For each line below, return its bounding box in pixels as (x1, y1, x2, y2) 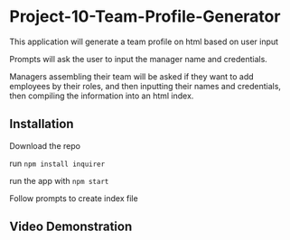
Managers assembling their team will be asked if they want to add (9, 70, 255, 82)
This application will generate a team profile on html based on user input (9, 36, 278, 47)
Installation (9, 116, 74, 132)
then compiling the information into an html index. (9, 90, 194, 101)
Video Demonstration (9, 219, 133, 235)
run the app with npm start (9, 175, 109, 186)
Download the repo (9, 140, 81, 151)
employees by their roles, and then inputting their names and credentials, (9, 80, 282, 91)
